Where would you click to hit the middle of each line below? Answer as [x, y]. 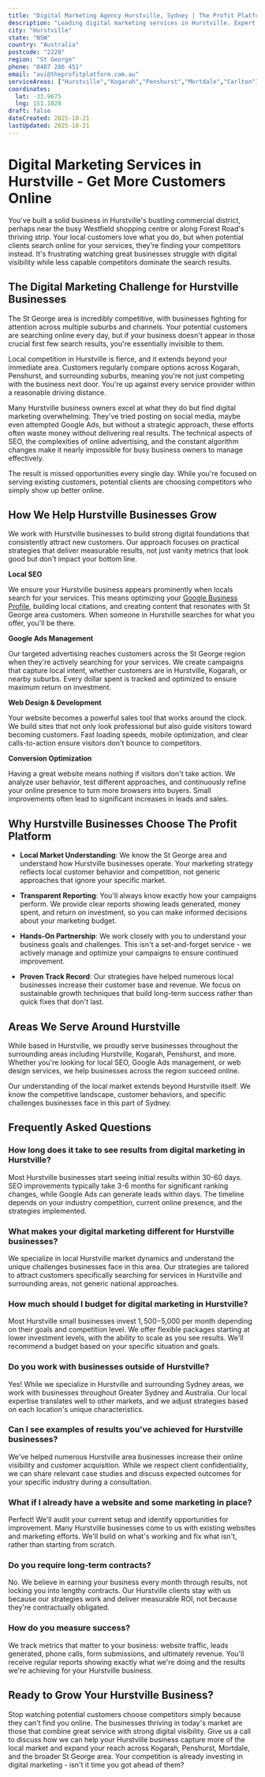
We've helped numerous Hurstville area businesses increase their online [125, 1456]
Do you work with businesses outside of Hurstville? [109, 1367]
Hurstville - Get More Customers [117, 181]
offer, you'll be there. [42, 623]
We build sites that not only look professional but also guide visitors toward [130, 727]
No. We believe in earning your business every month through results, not [128, 1582]
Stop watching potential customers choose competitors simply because [125, 1714]
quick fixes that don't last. [62, 1002]
